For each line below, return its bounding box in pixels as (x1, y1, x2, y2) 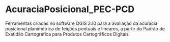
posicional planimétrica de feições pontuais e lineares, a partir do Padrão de (5, 25, 165, 31)
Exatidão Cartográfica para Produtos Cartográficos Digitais (5, 31, 129, 37)
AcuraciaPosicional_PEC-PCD (5, 4, 135, 15)
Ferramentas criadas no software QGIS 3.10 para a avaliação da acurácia (5, 20, 158, 26)
